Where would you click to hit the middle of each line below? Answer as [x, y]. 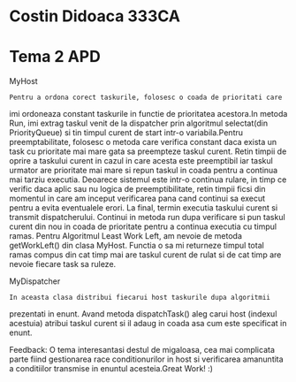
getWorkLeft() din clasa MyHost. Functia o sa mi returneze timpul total [137, 246]
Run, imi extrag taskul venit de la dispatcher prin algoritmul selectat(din [138, 123]
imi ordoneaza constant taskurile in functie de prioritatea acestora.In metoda [148, 114]
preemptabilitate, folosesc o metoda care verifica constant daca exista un [143, 142]
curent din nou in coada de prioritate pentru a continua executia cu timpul [143, 226]
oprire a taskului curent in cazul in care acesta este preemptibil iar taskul [141, 161]
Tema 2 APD [55, 57]
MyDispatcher [35, 281]
